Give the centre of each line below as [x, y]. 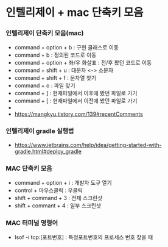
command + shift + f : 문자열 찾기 [55, 78]
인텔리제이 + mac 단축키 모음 [75, 13]
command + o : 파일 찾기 [45, 85]
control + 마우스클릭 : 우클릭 [48, 190]
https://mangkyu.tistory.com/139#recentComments [79, 114]
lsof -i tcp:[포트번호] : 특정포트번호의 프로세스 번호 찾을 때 [84, 237]
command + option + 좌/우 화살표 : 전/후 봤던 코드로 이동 [83, 63]
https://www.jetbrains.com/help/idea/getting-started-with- [88, 145]
